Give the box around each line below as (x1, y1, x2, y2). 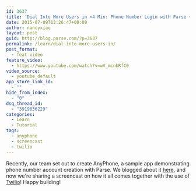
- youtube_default (11, 73, 57, 79)
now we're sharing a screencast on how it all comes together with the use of (6, 172, 190, 179)
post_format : (6, 47, 38, 52)
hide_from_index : (6, 90, 48, 95)
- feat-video (11, 52, 43, 58)
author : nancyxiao (6, 24, 51, 31)
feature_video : (6, 57, 43, 63)
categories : (6, 111, 35, 117)
